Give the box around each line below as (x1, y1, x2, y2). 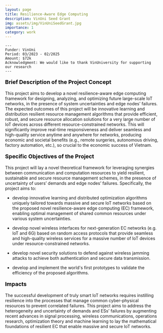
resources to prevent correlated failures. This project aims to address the (5, 303, 152, 309)
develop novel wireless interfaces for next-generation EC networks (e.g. (12, 225, 157, 231)
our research (5, 64, 32, 69)
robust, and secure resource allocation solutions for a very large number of (5, 117, 156, 122)
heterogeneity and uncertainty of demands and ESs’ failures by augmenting (5, 308, 157, 313)
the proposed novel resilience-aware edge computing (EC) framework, (12, 205, 154, 211)
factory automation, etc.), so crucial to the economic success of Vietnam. (5, 142, 152, 148)
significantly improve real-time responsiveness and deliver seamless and (5, 127, 151, 132)
